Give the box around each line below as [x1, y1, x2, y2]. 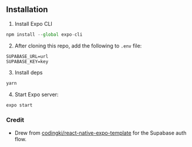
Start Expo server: [14, 91, 59, 98]
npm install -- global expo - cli [6, 32, 83, 37]
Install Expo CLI [14, 20, 53, 27]
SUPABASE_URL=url [6, 53, 49, 59]
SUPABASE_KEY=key [6, 59, 49, 64]
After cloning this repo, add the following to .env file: [14, 42, 142, 49]
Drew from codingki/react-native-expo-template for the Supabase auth [14, 129, 187, 136]
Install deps [14, 69, 43, 76]
